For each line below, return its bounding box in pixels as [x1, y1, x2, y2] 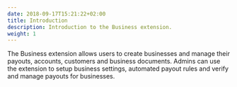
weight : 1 [7, 30, 37, 37]
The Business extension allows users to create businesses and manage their [7, 50, 230, 58]
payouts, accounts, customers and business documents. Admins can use [7, 57, 221, 66]
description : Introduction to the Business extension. [7, 23, 173, 30]
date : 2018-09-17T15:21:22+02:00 [7, 10, 106, 18]
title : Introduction [7, 17, 69, 24]
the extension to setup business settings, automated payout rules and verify [7, 64, 229, 73]
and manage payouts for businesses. [7, 72, 115, 81]
